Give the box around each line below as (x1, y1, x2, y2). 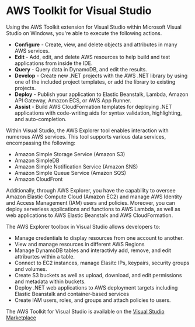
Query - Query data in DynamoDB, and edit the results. (14, 66, 147, 73)
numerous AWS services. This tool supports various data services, (6, 133, 166, 140)
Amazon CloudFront (14, 175, 63, 183)
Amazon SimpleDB (14, 157, 60, 164)
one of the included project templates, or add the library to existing (14, 78, 176, 85)
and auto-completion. (14, 115, 67, 122)
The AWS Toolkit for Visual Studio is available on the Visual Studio (6, 308, 165, 315)
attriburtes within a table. (14, 253, 75, 260)
